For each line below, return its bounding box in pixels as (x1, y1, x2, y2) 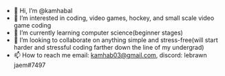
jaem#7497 (13, 61, 46, 69)
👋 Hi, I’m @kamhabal (13, 7, 73, 15)
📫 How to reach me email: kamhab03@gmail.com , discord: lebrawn (13, 51, 208, 59)
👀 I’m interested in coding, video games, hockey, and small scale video (13, 14, 215, 22)
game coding (13, 21, 52, 29)
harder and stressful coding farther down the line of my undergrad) (13, 44, 204, 51)
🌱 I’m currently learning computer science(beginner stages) (13, 28, 184, 37)
